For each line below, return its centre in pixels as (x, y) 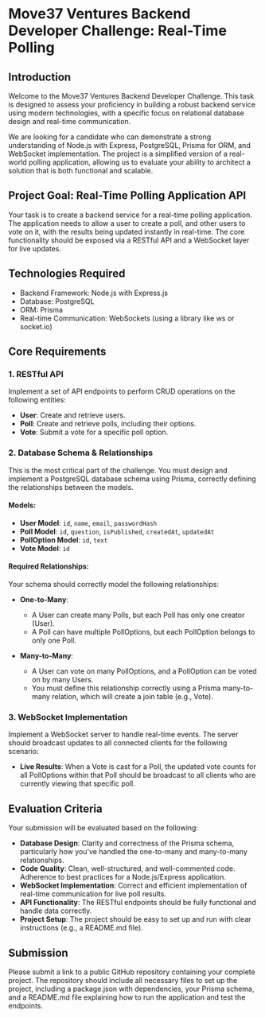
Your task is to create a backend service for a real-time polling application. (131, 215)
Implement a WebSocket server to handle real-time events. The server (123, 734)
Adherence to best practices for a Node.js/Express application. (123, 877)
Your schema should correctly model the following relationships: (113, 585)
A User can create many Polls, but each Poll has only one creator (138, 615)
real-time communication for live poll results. (93, 894)
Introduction (40, 77)
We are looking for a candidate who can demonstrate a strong (110, 137)
